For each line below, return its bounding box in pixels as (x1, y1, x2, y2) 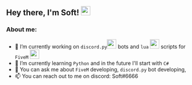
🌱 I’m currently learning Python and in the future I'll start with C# (14, 60, 169, 67)
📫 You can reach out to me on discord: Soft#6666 (14, 72, 138, 80)
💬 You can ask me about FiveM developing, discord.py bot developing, (14, 66, 187, 73)
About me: (6, 25, 37, 34)
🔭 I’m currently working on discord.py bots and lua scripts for (14, 42, 186, 50)
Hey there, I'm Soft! (6, 8, 79, 18)
